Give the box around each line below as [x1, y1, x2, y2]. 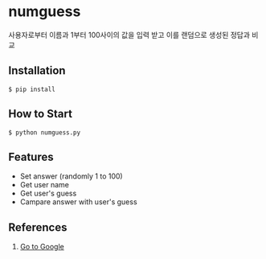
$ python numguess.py [8, 128, 81, 137]
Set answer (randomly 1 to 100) [19, 171, 123, 181]
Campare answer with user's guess [19, 197, 138, 207]
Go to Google [19, 242, 64, 252]
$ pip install [8, 85, 56, 93]
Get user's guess [19, 188, 77, 199]
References [8, 220, 68, 234]
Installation [8, 64, 66, 78]
